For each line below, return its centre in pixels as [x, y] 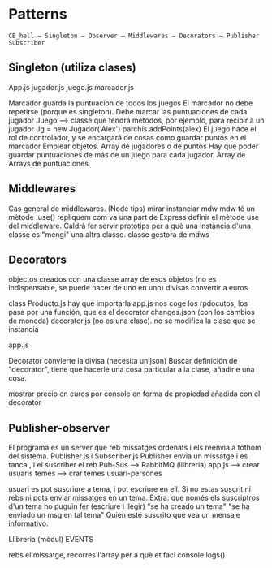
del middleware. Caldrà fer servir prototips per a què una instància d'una [130, 226]
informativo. [28, 523]
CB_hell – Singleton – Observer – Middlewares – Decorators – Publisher [134, 36]
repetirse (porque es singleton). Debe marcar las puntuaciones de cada [128, 111]
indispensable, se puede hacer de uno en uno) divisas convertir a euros [128, 288]
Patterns [38, 14]
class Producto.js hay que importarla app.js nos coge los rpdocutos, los [128, 303]
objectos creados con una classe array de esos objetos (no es [112, 279]
